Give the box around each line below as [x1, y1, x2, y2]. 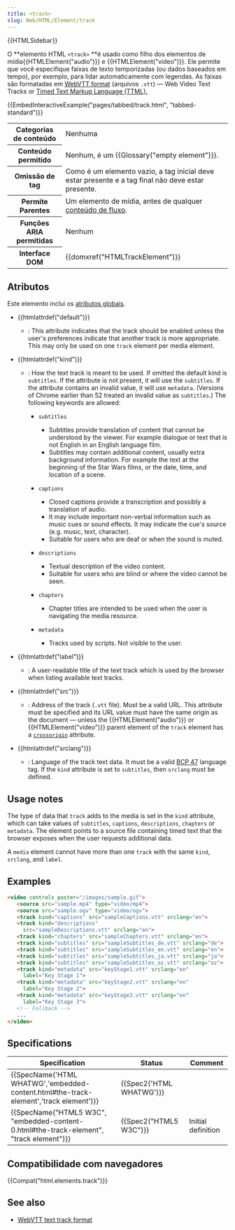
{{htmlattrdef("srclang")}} [17, 744, 92, 753]
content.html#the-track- [10, 1088, 93, 1097]
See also [7, 1197, 45, 1209]
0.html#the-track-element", [10, 1125, 104, 1135]
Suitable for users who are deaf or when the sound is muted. [48, 535, 224, 544]
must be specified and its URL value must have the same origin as [27, 708, 218, 716]
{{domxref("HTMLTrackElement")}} [65, 252, 181, 262]
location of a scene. [48, 471, 106, 479]
